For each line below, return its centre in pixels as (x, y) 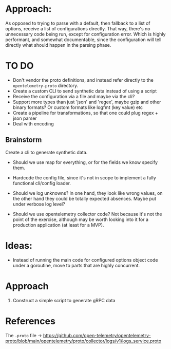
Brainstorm (24, 140)
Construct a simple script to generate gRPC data (64, 300)
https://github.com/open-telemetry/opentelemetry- (97, 335)
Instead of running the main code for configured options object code (85, 260)
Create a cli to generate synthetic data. (46, 152)
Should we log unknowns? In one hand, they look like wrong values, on (88, 193)
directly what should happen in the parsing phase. (58, 45)
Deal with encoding (33, 123)
